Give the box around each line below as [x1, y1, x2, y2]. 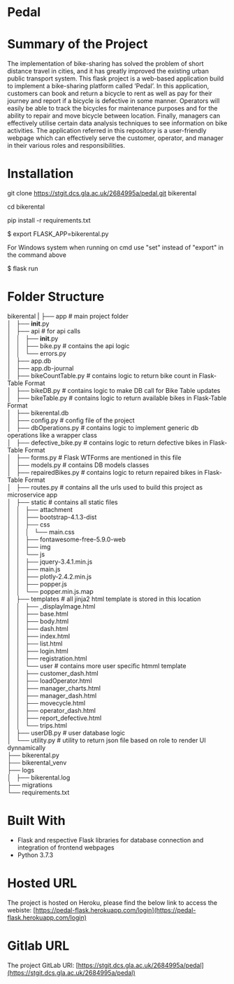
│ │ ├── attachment [7, 506, 73, 513]
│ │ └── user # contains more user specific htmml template [7, 662, 187, 670]
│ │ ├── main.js [7, 565, 61, 573]
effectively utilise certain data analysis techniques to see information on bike [7, 119, 228, 127]
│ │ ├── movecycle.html [7, 699, 86, 707]
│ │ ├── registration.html [7, 654, 87, 663]
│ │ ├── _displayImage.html [7, 602, 96, 610]
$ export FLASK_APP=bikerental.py [7, 230, 109, 238]
